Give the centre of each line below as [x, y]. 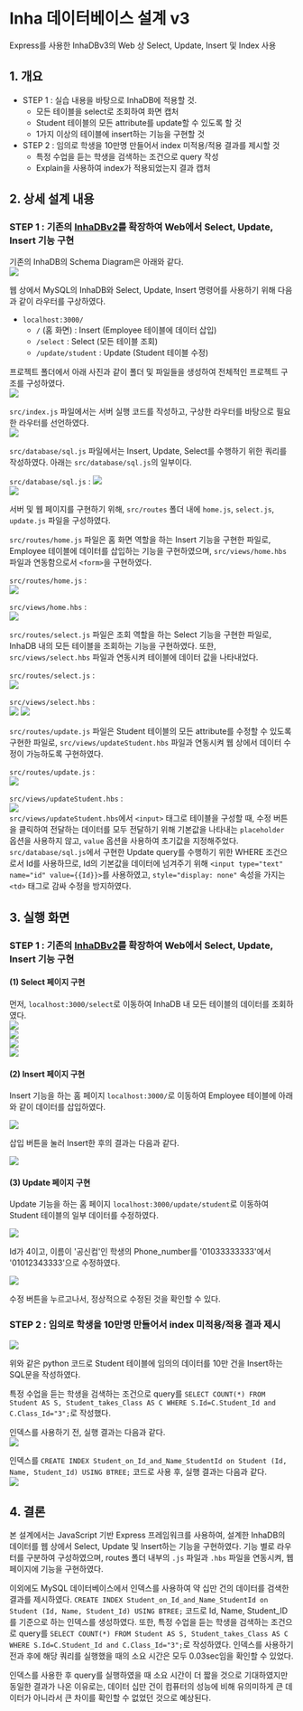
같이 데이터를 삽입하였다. [62, 1107]
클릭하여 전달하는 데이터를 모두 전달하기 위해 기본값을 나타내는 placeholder [151, 830]
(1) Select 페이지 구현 [47, 982]
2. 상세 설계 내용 [52, 199]
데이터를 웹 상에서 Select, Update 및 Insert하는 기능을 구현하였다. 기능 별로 [142, 1546]
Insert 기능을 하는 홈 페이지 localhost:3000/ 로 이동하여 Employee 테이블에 [143, 1095]
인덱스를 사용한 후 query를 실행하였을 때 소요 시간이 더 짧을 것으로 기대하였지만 [149, 1675]
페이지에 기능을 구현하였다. [56, 1569]
